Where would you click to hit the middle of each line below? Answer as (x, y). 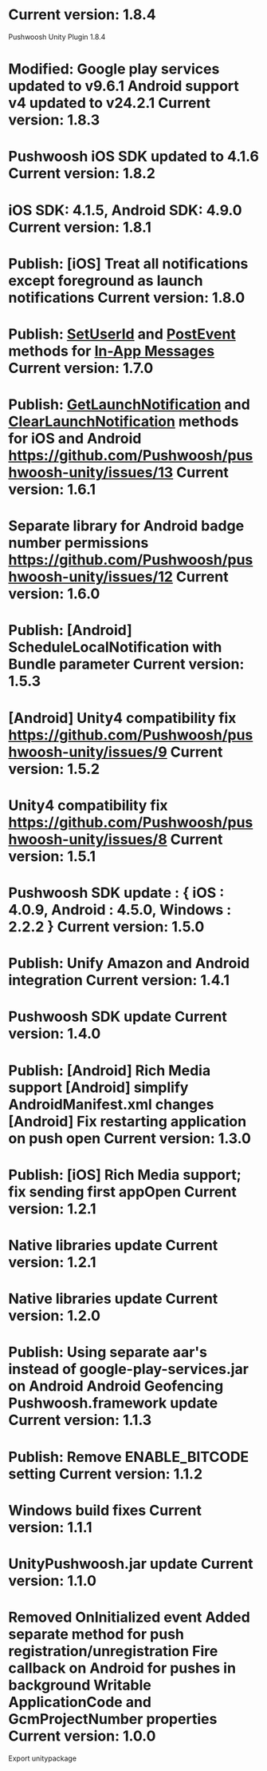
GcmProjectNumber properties (113, 1719)
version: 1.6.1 (52, 490)
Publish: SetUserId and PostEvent (122, 334)
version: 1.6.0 (54, 594)
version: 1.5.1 (52, 856)
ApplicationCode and (80, 1702)
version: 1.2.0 (55, 1316)
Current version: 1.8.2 (82, 174)
